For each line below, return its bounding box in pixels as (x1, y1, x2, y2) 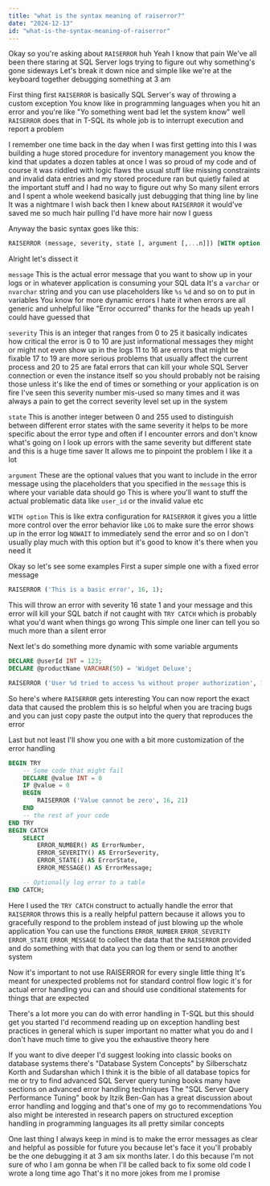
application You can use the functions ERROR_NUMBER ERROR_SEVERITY (8, 926, 231, 936)
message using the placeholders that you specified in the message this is (8, 479, 247, 489)
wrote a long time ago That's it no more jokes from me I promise (8, 1168, 221, 1178)
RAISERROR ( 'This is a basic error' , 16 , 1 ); (8, 585, 163, 594)
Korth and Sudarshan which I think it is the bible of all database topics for (8, 1067, 251, 1076)
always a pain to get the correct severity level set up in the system (8, 396, 227, 407)
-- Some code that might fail (22, 767, 125, 775)
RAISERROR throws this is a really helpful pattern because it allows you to (8, 909, 245, 919)
